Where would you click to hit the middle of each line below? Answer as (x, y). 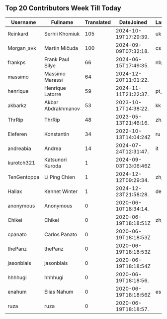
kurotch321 (22, 162)
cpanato (17, 234)
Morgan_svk (22, 48)
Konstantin (57, 134)
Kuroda (52, 165)
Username (23, 22)
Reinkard (18, 33)
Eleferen (17, 134)
